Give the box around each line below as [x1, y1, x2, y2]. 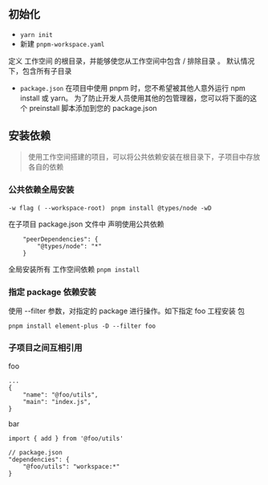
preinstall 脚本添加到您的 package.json [29, 103, 158, 112]
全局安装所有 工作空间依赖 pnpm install [8, 264, 140, 274]
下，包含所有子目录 [8, 66, 72, 75]
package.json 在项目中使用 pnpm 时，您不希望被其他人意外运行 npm [19, 83, 246, 92]
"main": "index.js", [22, 397, 91, 406]
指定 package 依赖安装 [8, 286, 96, 297]
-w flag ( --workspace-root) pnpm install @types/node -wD [8, 204, 212, 212]
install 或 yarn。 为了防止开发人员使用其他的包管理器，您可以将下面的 [19, 93, 250, 103]
